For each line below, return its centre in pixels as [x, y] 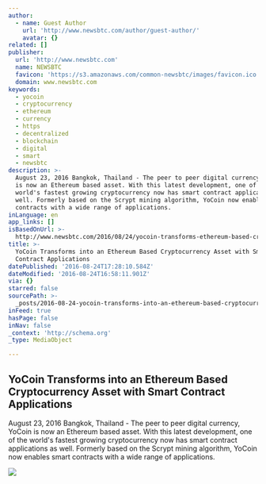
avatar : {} [40, 38]
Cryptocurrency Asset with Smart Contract [117, 392]
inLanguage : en [33, 215]
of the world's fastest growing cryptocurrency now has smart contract [123, 440]
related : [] [28, 45]
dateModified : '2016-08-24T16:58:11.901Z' [79, 274]
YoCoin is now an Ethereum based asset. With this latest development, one [130, 431]
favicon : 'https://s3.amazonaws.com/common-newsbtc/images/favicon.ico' [138, 75]
